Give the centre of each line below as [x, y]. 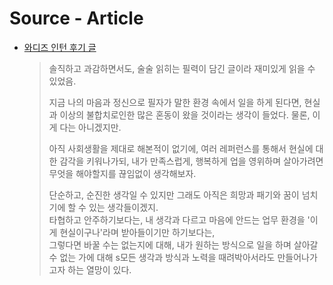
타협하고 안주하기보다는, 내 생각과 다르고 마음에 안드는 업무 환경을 [177, 219]
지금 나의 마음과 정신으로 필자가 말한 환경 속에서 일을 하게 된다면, [175, 102]
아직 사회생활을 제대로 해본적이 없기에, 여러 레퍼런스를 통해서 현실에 [181, 148]
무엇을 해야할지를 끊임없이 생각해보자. [122, 173]
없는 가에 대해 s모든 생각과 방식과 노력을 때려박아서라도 [167, 257]
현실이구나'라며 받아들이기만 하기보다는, [137, 232]
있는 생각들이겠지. [123, 207]
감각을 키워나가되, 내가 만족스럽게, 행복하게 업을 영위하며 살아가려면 [191, 161]
